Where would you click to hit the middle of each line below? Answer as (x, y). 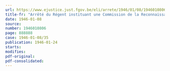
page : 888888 (19, 33)
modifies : (16, 51)
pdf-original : (20, 56)
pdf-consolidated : (25, 61)
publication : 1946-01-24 (31, 42)
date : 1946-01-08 (24, 19)
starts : (13, 47)
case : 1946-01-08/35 (27, 38)
